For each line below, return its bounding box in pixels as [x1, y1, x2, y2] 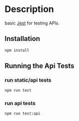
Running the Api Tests [4, 61, 75, 70]
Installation [4, 34, 40, 43]
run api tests [4, 100, 36, 107]
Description [4, 3, 54, 15]
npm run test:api [4, 111, 41, 116]
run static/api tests [4, 76, 52, 83]
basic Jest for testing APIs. [4, 20, 60, 26]
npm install [4, 47, 29, 53]
